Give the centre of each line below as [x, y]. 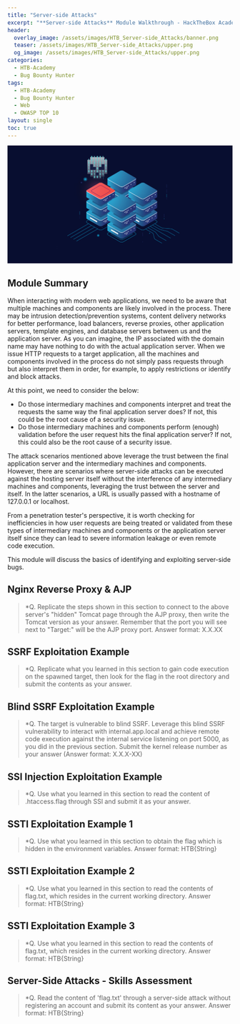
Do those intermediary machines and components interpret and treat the [124, 404]
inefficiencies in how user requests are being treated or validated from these [120, 523]
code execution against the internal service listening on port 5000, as [127, 739]
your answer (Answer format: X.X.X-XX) [84, 754]
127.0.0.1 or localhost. [39, 501]
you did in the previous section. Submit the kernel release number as [126, 747]
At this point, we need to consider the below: [73, 390]
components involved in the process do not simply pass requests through [115, 361]
